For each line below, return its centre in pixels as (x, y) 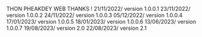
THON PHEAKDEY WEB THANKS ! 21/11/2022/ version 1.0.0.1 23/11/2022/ (99, 9)
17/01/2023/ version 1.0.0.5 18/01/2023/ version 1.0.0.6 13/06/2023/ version (101, 22)
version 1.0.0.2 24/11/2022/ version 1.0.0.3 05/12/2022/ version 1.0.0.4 (95, 15)
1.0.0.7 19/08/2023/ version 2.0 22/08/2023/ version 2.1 (77, 28)
